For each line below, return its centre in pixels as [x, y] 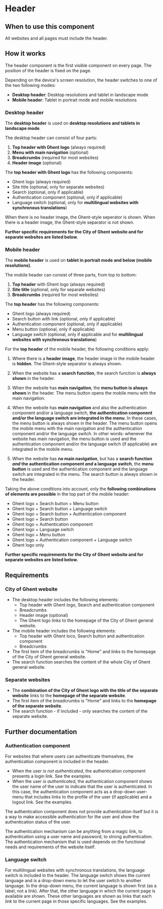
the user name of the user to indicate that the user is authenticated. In [82, 786]
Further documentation [41, 731]
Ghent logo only [28, 545]
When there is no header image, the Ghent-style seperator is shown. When [80, 217]
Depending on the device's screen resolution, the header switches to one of [81, 80]
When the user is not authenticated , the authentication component [79, 771]
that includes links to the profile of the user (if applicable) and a [88, 797]
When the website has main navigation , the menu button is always [80, 388]
